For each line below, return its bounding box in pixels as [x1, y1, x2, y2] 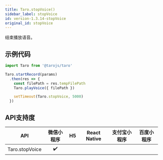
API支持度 [5, 113, 35, 122]
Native [85, 135, 102, 142]
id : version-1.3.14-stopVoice [5, 16, 66, 21]
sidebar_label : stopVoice [5, 12, 57, 16]
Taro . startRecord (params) [5, 72, 57, 77]
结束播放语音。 [5, 34, 35, 40]
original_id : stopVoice [5, 20, 53, 26]
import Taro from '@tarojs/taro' [5, 64, 73, 68]
